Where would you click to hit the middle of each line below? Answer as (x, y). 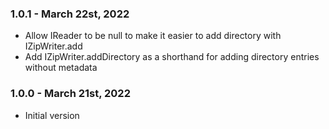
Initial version (52, 115)
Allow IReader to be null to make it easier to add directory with (153, 36)
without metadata (61, 68)
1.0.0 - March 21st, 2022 (70, 94)
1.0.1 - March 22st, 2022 (70, 14)
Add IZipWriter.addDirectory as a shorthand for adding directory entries (172, 57)
